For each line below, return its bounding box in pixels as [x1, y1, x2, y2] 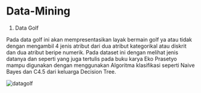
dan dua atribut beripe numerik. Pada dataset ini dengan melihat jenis [6, 48, 179, 56]
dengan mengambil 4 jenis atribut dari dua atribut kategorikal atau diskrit [6, 42, 187, 50]
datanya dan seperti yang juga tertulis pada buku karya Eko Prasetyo [6, 55, 178, 62]
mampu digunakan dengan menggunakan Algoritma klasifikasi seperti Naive [6, 62, 195, 69]
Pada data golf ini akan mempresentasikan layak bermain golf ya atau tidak [6, 36, 193, 43]
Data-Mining [6, 4, 71, 18]
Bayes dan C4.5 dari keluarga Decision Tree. [6, 68, 116, 75]
